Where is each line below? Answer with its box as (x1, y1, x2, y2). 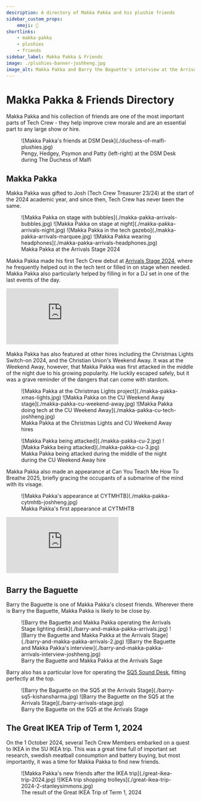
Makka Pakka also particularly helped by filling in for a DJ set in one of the (6, 270, 190, 277)
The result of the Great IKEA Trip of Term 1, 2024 (21, 788, 142, 796)
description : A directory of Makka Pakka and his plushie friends (6, 10, 175, 16)
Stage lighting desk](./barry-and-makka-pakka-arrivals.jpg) (21, 625, 169, 632)
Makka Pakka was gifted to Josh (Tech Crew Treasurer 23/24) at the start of (6, 189, 194, 197)
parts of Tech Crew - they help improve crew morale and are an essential (6, 119, 187, 126)
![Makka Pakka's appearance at (21, 492, 99, 500)
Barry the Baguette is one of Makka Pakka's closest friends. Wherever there (6, 601, 194, 608)
